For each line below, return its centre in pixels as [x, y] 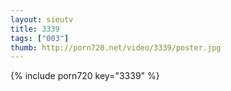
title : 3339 [35, 29]
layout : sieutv [42, 19]
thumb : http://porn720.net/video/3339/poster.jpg [116, 47]
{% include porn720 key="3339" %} [85, 76]
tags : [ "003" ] [40, 38]
